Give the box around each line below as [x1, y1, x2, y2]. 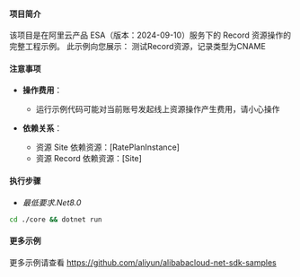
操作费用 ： [22, 85, 63, 96]
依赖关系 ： [22, 123, 63, 134]
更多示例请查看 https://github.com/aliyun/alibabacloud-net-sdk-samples [9, 256, 277, 268]
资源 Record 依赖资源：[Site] [35, 153, 142, 164]
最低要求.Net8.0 [22, 197, 82, 208]
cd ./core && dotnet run [9, 215, 102, 224]
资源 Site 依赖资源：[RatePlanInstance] [35, 142, 180, 152]
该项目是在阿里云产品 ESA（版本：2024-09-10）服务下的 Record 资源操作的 [9, 30, 292, 40]
